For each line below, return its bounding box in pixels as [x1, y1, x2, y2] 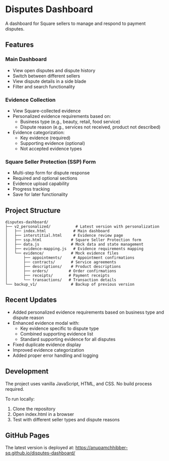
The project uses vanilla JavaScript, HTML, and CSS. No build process [5, 380, 152, 387]
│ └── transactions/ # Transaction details [5, 278, 116, 283]
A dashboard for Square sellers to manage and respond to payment [5, 20, 146, 26]
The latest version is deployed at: [5, 445, 74, 451]
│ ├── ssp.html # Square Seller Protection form [5, 237, 142, 242]
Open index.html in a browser [12, 411, 74, 417]
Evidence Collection [5, 96, 56, 103]
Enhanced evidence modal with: [12, 320, 79, 326]
